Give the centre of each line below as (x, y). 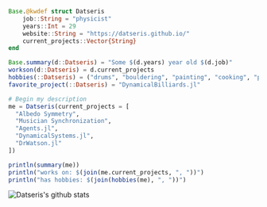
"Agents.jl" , (37, 128)
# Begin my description (48, 99)
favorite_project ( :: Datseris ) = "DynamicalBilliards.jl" (104, 84)
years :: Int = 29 (50, 26)
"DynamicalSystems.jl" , (54, 136)
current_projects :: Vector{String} (79, 41)
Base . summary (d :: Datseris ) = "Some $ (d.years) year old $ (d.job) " (120, 63)
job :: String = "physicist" (67, 19)
